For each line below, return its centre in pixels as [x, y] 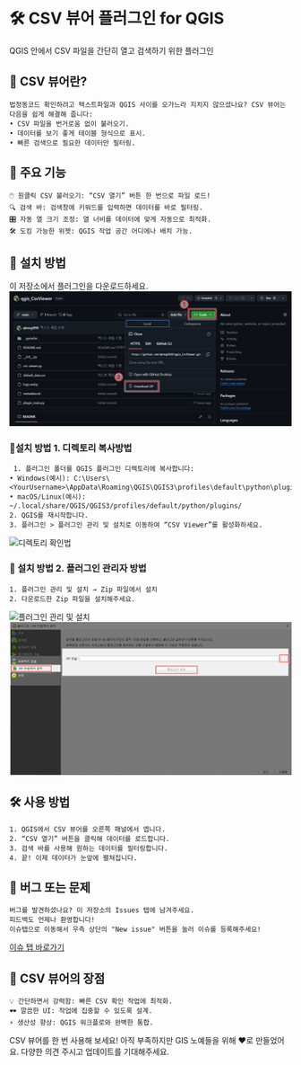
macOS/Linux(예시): [52, 497]
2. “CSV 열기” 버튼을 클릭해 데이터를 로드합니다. [90, 839]
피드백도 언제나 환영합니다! [52, 920]
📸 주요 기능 [38, 173]
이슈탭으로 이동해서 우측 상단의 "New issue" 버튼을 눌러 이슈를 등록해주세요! [135, 930]
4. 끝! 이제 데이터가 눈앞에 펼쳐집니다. [73, 858]
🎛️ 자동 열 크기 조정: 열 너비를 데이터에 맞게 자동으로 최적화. [111, 219]
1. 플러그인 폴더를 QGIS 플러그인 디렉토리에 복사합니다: [103, 469]
